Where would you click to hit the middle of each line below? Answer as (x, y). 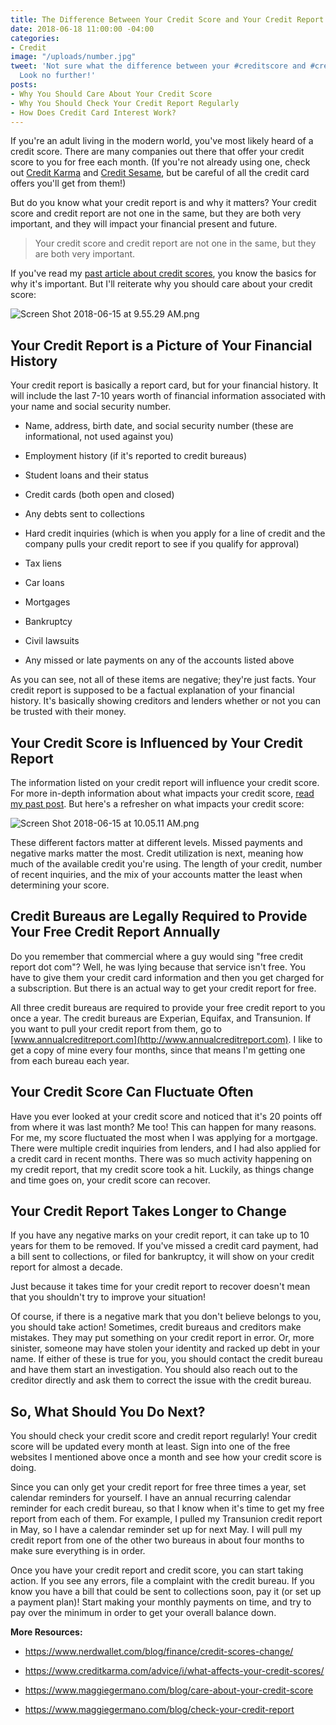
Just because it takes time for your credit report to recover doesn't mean (160, 1287)
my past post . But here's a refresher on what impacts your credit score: (157, 804)
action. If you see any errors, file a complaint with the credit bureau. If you (162, 1581)
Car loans (44, 583)
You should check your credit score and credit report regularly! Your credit (164, 1436)
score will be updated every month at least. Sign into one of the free (150, 1447)
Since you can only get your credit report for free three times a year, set (158, 1487)
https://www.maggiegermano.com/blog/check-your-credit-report (159, 1710)
